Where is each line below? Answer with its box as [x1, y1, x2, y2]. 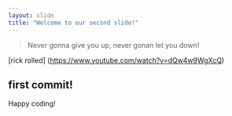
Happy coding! [8, 99, 57, 108]
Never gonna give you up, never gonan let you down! [27, 40, 200, 49]
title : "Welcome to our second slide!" [8, 19, 139, 27]
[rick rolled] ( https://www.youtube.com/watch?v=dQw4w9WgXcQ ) [8, 56, 225, 65]
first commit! [8, 78, 73, 91]
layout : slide [8, 11, 55, 20]
